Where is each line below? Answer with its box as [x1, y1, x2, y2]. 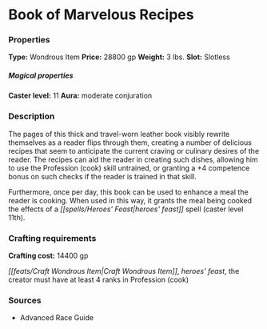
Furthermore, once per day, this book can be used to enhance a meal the [8, 187, 249, 197]
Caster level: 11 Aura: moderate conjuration [8, 90, 153, 101]
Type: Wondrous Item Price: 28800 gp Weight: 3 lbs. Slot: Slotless [8, 52, 230, 62]
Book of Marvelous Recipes [8, 6, 194, 24]
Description [8, 110, 55, 122]
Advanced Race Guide [19, 313, 94, 323]
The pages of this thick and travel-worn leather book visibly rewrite [8, 129, 230, 138]
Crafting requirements [8, 232, 97, 243]
